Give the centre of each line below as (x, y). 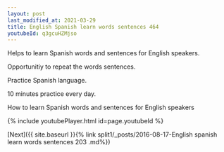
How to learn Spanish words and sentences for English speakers (101, 108)
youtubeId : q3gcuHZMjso (42, 33)
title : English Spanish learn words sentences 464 (83, 27)
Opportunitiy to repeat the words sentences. (71, 67)
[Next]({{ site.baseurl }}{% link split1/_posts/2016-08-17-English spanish (112, 134)
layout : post (26, 14)
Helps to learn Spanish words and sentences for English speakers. (104, 53)
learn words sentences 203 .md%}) (59, 142)
